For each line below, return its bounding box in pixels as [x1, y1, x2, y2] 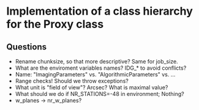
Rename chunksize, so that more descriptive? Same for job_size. [15, 58, 179, 65]
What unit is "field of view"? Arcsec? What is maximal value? [15, 84, 168, 91]
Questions [6, 42, 47, 52]
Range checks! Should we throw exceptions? [15, 78, 129, 84]
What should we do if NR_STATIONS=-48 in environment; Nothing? [15, 90, 185, 97]
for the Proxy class [6, 17, 104, 31]
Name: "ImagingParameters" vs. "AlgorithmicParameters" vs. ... [15, 71, 176, 78]
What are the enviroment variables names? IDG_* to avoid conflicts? [15, 64, 187, 71]
